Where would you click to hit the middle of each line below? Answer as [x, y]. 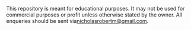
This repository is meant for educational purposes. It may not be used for [95, 9]
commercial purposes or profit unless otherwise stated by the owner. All [94, 15]
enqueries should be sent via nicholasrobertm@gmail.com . [77, 21]
